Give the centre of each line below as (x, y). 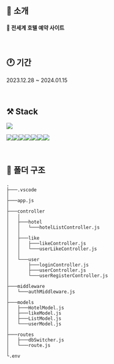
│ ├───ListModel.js (34, 319)
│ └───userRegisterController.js (57, 276)
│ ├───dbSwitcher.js (35, 340)
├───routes (20, 335)
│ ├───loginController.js (47, 265)
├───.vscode (21, 190)
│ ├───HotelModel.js (35, 308)
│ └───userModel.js (34, 324)
